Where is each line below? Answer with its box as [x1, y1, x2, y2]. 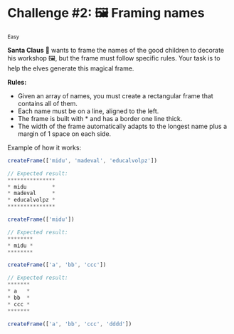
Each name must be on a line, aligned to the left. [17, 107, 159, 115]
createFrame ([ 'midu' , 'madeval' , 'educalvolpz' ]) [7, 157, 158, 164]
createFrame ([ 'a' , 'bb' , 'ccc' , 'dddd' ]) [7, 320, 132, 328]
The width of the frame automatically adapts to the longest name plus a [17, 122, 228, 130]
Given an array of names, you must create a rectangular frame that [17, 91, 213, 100]
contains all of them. [17, 99, 78, 108]
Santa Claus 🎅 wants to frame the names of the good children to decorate [7, 46, 225, 54]
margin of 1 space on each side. [17, 129, 112, 138]
